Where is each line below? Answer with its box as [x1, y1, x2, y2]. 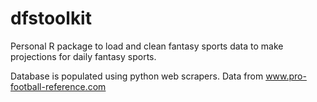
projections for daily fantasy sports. [10, 50, 157, 62]
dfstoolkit [10, 7, 92, 30]
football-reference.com [10, 80, 107, 92]
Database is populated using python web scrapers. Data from [10, 70, 264, 82]
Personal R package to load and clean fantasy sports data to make [10, 40, 284, 52]
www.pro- [265, 70, 307, 82]
